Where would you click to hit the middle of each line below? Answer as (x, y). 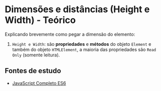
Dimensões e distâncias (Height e (77, 9)
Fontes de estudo (33, 71)
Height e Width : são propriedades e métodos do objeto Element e (82, 44)
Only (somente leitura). (36, 55)
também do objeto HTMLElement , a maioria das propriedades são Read (84, 49)
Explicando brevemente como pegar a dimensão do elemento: (70, 34)
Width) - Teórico (40, 20)
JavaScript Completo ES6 (39, 83)
